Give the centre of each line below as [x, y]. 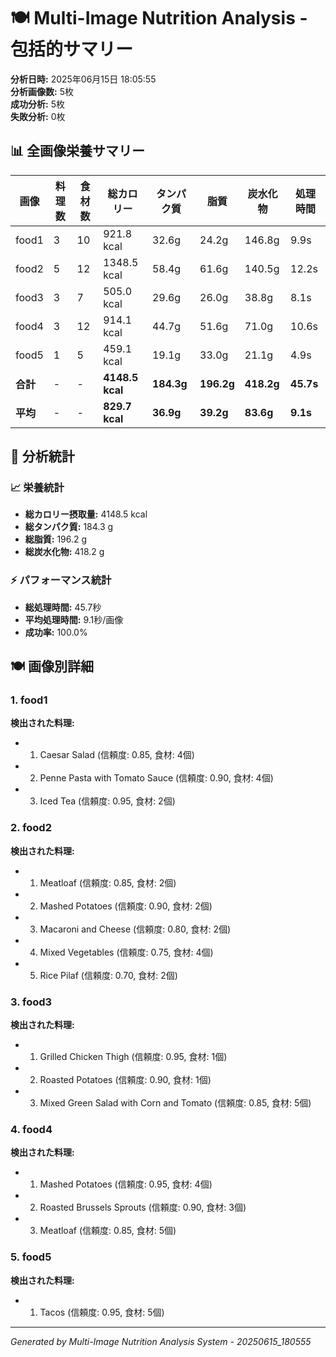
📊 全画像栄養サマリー [78, 151]
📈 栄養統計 [37, 488]
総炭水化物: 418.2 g [64, 552]
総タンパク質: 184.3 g [69, 527]
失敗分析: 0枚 [38, 116]
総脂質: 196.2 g [56, 539]
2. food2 [31, 828]
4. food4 [31, 1129]
